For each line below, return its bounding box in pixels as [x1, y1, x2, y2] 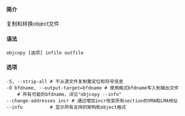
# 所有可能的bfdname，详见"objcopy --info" [17, 91, 122, 97]
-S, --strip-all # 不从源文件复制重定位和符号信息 [6, 79, 124, 85]
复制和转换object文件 [6, 20, 60, 27]
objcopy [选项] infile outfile [6, 50, 84, 56]
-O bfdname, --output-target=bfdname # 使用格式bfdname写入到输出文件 [6, 85, 179, 91]
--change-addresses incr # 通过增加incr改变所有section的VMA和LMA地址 [6, 97, 178, 104]
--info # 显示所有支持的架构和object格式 [6, 104, 127, 110]
